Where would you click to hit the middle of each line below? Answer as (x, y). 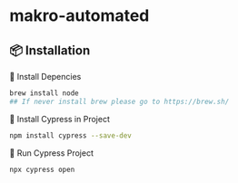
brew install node (44, 93)
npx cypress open (42, 169)
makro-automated (79, 16)
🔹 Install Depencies (45, 77)
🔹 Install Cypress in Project (60, 119)
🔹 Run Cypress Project (51, 153)
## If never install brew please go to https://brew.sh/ (119, 101)
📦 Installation (50, 50)
